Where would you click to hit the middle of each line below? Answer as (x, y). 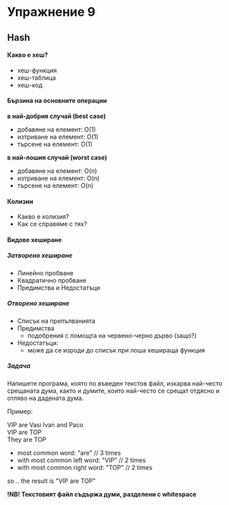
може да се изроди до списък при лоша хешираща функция (116, 350)
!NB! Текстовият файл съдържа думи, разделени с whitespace (102, 494)
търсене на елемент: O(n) (55, 185)
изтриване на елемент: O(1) (58, 137)
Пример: (20, 411)
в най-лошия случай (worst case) (57, 157)
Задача (19, 366)
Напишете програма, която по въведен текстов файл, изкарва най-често (115, 383)
